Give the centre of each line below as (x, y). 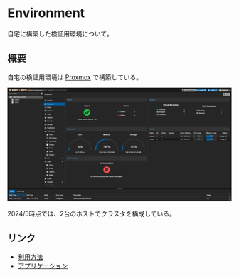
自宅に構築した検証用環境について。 (60, 34)
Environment (46, 13)
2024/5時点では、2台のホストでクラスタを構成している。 (91, 213)
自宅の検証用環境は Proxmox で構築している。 (75, 77)
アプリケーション (43, 266)
